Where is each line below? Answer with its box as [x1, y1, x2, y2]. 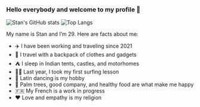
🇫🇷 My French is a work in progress [14, 87, 105, 94]
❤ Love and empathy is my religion [14, 94, 102, 101]
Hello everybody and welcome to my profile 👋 [6, 5, 141, 14]
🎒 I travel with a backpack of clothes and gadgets [14, 51, 137, 59]
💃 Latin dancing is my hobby [14, 75, 85, 82]
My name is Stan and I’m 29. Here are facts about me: [6, 30, 139, 38]
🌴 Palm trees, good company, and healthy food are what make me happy [14, 81, 194, 88]
